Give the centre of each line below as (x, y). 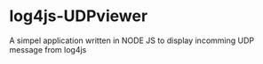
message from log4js (48, 49)
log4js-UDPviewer (79, 16)
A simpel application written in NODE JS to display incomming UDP (132, 40)
